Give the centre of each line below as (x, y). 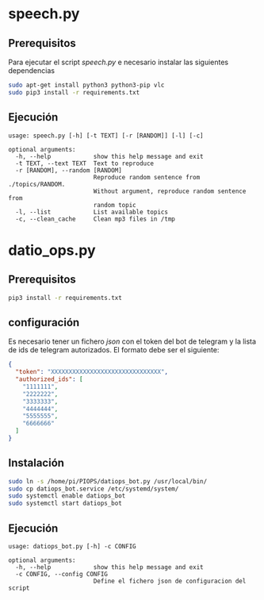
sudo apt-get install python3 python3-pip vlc (86, 85)
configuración (44, 322)
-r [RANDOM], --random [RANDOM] (69, 170)
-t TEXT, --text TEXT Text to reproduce (85, 163)
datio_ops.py (52, 250)
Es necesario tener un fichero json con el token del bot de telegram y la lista (132, 341)
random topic (115, 205)
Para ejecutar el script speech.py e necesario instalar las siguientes (119, 62)
